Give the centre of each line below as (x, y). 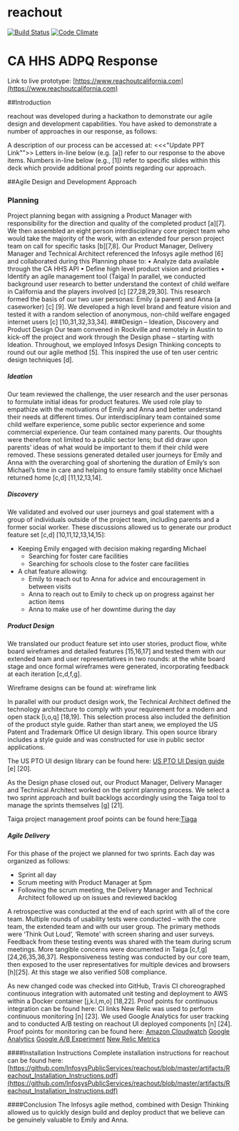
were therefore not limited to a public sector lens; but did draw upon (107, 440)
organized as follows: (39, 861)
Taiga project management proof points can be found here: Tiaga (102, 819)
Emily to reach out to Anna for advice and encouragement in (117, 579)
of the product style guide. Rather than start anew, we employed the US (113, 725)
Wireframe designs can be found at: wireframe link (82, 688)
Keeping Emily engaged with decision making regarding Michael (112, 549)
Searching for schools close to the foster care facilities (108, 564)
